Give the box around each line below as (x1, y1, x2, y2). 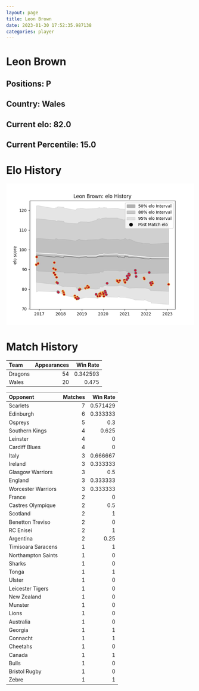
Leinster (8, 435, 29, 443)
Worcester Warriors (8, 485, 57, 492)
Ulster (8, 576, 24, 583)
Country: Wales (6, 99, 66, 109)
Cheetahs (8, 643, 33, 650)
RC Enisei (8, 526, 33, 534)
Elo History (6, 164, 62, 177)
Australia (8, 618, 31, 625)
